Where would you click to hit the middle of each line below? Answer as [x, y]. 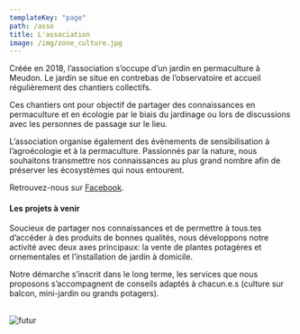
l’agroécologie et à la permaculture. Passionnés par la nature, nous [133, 151]
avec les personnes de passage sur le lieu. [89, 124]
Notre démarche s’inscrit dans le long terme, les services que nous [134, 275]
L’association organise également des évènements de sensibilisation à [140, 141]
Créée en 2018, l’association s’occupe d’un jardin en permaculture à [135, 68]
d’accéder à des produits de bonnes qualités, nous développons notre [139, 238]
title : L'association [50, 34]
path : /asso [32, 26]
